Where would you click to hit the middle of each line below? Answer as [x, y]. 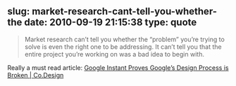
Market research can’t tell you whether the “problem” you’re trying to [125, 39]
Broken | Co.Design [36, 75]
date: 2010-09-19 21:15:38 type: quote [111, 23]
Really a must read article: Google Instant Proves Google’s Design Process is [118, 67]
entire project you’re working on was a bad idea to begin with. [114, 54]
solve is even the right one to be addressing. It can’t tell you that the [123, 46]
